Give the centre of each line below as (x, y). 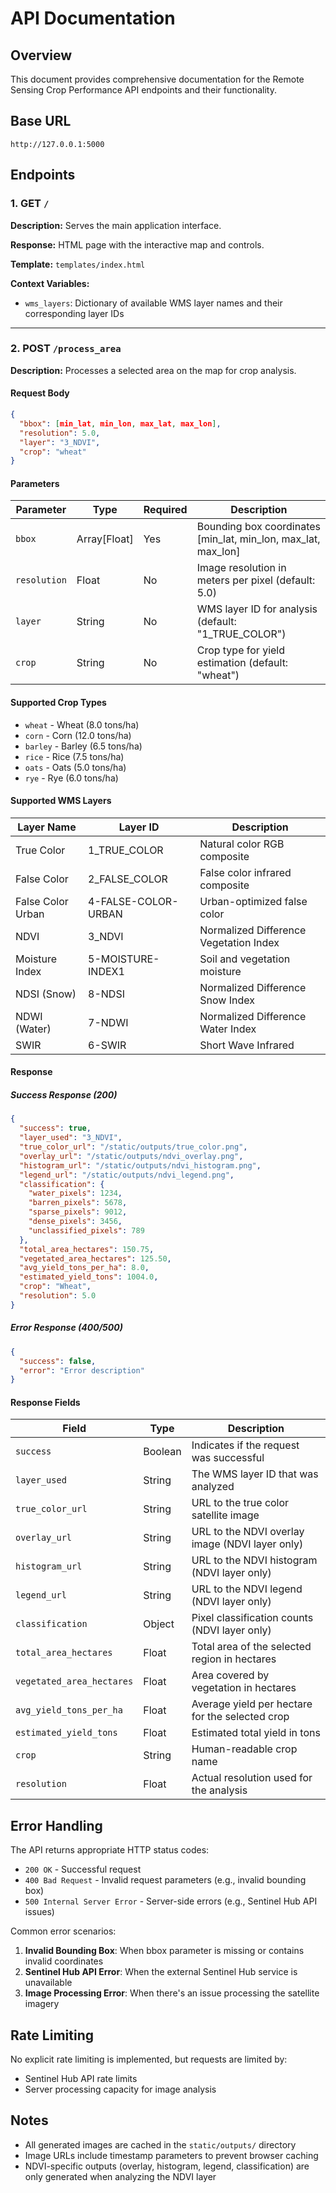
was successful (228, 1458)
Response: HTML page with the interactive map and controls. (137, 244)
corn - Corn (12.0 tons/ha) (78, 735)
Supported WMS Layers (61, 801)
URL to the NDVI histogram (254, 1560)
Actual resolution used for (252, 1778)
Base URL (41, 121)
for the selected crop (240, 1717)
